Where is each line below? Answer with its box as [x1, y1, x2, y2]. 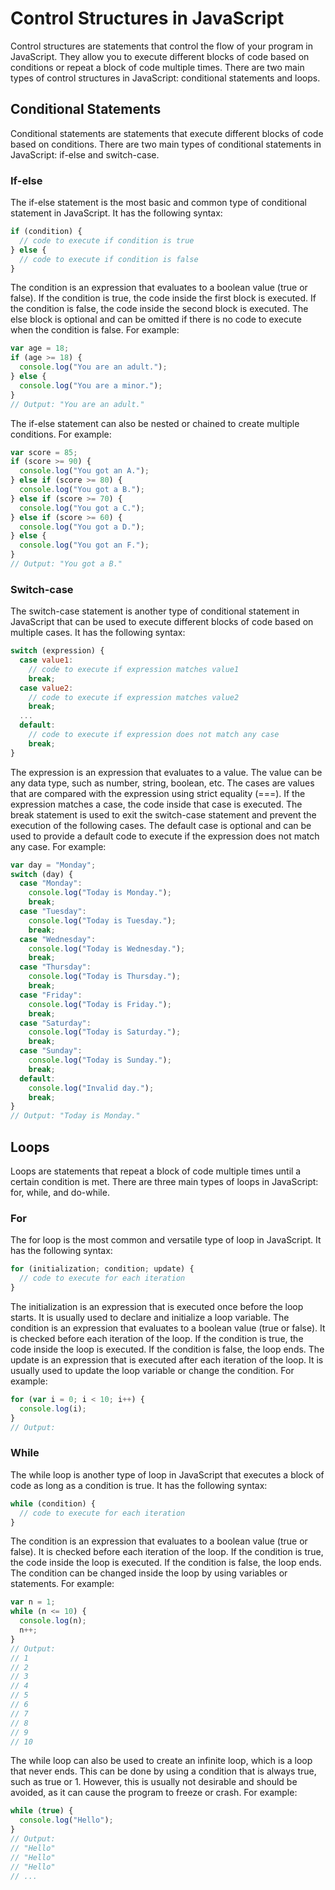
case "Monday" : [19, 878, 83, 889]
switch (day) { [10, 869, 74, 879]
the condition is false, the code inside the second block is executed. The [10, 303, 309, 315]
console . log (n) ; [19, 1616, 87, 1626]
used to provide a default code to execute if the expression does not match [10, 830, 320, 842]
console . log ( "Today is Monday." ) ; [28, 888, 172, 898]
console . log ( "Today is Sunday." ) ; [28, 1055, 172, 1066]
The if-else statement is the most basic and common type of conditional [10, 197, 307, 209]
